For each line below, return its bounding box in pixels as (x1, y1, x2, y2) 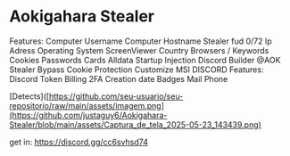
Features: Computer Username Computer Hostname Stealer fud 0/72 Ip (9, 36, 272, 46)
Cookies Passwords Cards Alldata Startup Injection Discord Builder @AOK (9, 54, 281, 65)
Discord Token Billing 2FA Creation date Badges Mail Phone (9, 73, 228, 84)
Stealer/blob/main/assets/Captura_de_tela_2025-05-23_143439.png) (9, 119, 261, 130)
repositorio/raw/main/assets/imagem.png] (9, 100, 165, 111)
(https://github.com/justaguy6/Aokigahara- (9, 110, 168, 120)
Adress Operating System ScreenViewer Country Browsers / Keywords (9, 45, 269, 55)
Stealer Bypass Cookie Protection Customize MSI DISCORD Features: (9, 64, 264, 75)
